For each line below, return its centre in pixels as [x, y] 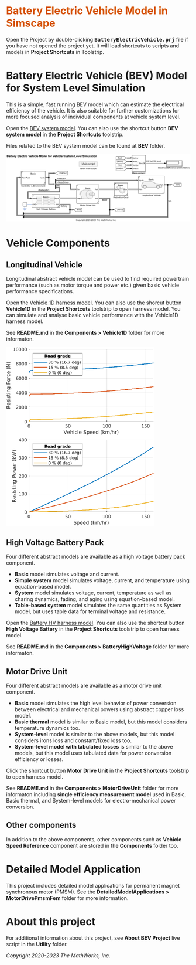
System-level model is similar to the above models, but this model [94, 735]
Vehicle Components [58, 243]
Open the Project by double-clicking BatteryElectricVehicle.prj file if [97, 39]
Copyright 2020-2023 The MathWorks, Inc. [59, 955]
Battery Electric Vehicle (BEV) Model [97, 76]
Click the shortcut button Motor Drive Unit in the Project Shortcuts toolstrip [97, 771]
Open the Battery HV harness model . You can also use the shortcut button [95, 623]
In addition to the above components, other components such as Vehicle [94, 839]
